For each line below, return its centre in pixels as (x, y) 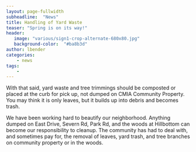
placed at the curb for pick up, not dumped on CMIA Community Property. (95, 94)
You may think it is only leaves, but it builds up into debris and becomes (92, 101)
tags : (13, 66)
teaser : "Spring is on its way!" (47, 28)
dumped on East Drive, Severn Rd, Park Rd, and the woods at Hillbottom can (98, 124)
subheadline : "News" (32, 17)
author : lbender (26, 50)
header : (16, 33)
